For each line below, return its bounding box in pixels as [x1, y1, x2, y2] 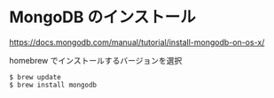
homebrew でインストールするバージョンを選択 [9, 55, 183, 65]
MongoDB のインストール [9, 7, 197, 27]
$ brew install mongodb [9, 80, 98, 89]
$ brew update [9, 72, 62, 81]
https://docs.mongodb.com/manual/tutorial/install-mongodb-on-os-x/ [9, 36, 265, 48]
